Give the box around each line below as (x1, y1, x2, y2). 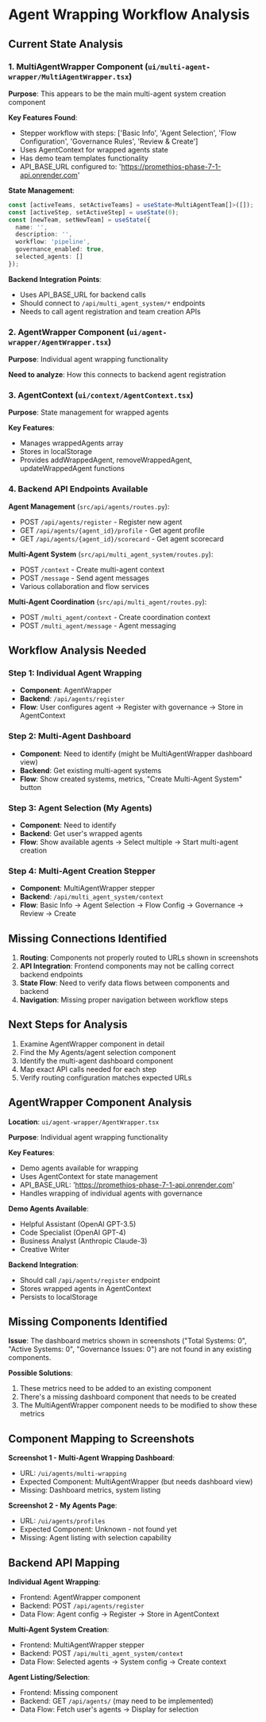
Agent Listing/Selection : (8, 1673, 91, 1682)
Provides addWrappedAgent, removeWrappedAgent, (19, 455, 193, 465)
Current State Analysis (8, 37, 124, 51)
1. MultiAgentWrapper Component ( (8, 61, 148, 72)
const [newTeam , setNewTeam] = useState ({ (8, 216, 151, 224)
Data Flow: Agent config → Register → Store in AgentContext (19, 1609, 220, 1619)
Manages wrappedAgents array (19, 438, 124, 448)
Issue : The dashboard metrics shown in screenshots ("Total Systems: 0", (8, 1336, 248, 1346)
